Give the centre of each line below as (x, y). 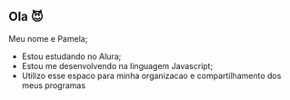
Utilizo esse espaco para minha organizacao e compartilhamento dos (151, 75)
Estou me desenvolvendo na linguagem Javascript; (117, 65)
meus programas (54, 85)
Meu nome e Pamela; (48, 38)
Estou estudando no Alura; (71, 56)
